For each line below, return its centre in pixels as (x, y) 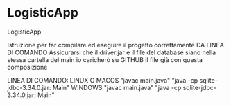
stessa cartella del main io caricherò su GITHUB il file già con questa (105, 59)
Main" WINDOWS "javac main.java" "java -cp (117, 87)
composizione (27, 67)
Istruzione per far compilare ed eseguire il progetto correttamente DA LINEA (115, 45)
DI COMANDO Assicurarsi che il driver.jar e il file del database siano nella (112, 52)
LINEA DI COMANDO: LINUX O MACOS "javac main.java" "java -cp (103, 80)
